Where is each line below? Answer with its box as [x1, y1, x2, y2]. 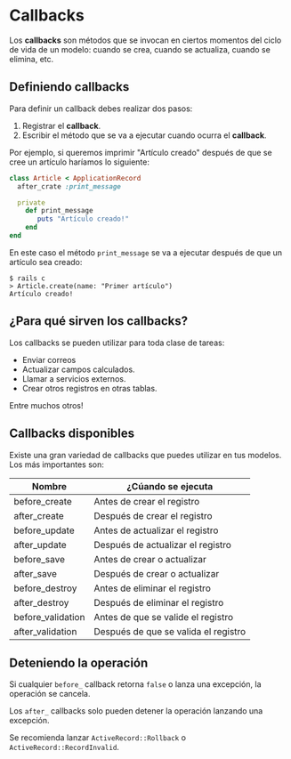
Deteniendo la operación [9, 655, 149, 670]
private [17, 198, 46, 207]
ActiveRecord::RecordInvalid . [9, 742, 120, 753]
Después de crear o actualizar [93, 567, 220, 579]
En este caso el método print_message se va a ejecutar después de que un [9, 246, 283, 258]
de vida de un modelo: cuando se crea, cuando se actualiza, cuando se [9, 44, 271, 54]
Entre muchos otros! [9, 400, 84, 410]
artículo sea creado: [9, 256, 83, 267]
